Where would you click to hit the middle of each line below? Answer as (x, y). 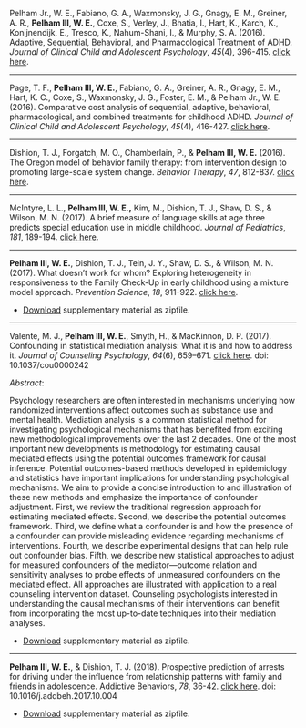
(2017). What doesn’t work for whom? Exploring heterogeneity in (131, 273)
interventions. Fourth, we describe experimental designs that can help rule (149, 545)
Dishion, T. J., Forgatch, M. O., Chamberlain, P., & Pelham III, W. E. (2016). (148, 153)
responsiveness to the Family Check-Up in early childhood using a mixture (149, 282)
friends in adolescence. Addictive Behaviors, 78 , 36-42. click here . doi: (143, 686)
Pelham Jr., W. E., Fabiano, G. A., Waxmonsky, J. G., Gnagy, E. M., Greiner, (148, 13)
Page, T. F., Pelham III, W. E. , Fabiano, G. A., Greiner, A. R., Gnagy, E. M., (145, 87)
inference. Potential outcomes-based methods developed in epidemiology (148, 468)
